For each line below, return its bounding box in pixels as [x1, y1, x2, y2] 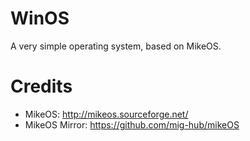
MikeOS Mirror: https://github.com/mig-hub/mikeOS [24, 118, 240, 131]
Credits [10, 75, 73, 98]
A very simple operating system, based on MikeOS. [10, 40, 222, 52]
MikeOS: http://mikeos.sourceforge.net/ [24, 108, 189, 120]
